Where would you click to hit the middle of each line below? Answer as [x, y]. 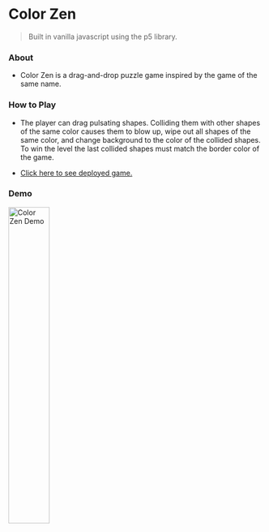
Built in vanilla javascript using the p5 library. [103, 36]
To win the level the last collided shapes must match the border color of [140, 148]
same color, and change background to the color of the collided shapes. [140, 139]
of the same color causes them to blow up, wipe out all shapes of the [135, 131]
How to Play [32, 105]
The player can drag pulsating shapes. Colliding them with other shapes [140, 122]
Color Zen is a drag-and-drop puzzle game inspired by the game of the [139, 75]
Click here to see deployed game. [76, 173]
